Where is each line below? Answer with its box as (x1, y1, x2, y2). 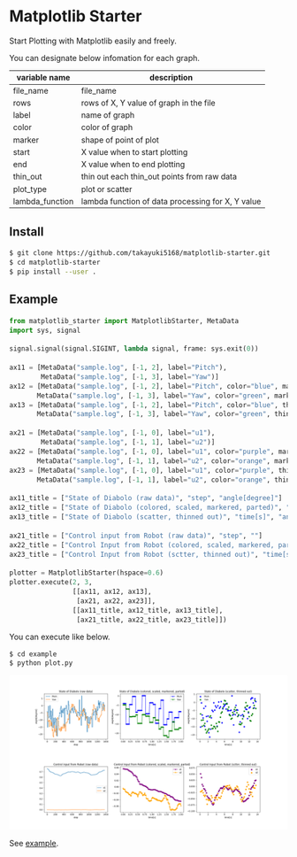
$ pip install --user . (9, 267, 97, 276)
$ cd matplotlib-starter (9, 259, 101, 267)
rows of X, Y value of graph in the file (80, 97, 216, 108)
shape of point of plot (80, 135, 159, 145)
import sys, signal (9, 326, 81, 335)
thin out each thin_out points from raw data (80, 171, 237, 182)
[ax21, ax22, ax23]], (76, 596, 156, 606)
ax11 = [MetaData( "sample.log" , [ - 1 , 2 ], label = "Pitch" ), (9, 363, 227, 373)
